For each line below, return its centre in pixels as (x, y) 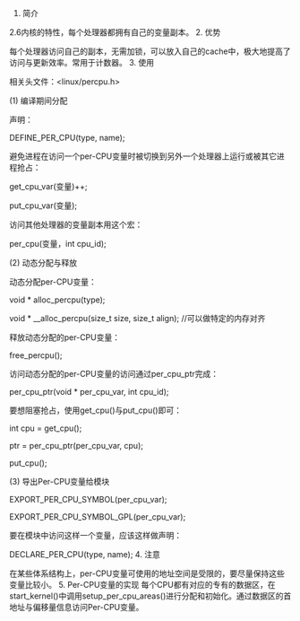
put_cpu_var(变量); (43, 206)
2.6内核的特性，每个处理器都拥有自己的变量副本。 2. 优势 (115, 32)
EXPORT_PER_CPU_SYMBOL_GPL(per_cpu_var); (98, 517)
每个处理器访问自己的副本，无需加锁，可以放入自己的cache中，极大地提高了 (150, 51)
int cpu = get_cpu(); (46, 428)
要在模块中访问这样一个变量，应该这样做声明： (95, 535)
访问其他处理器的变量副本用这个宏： (76, 224)
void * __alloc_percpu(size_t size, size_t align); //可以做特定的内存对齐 (137, 318)
